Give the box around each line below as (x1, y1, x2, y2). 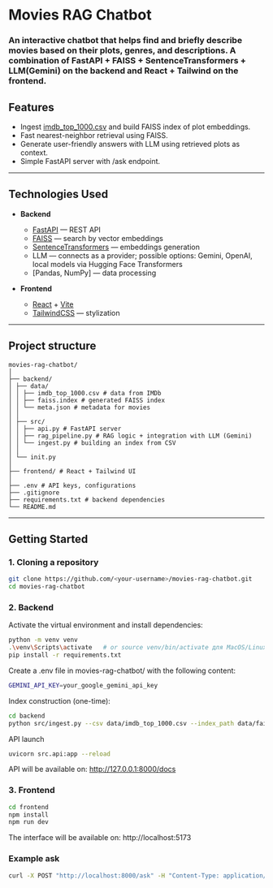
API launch (8, 734, 45, 744)
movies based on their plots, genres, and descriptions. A (8, 45, 236, 56)
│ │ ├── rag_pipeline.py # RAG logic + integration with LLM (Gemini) (8, 432, 253, 440)
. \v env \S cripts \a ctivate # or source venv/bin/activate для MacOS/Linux (8, 644, 267, 652)
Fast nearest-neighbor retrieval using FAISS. (19, 130, 168, 140)
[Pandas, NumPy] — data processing (32, 268, 157, 278)
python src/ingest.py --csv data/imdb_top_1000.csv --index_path (8, 719, 234, 727)
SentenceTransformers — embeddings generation (32, 242, 201, 252)
